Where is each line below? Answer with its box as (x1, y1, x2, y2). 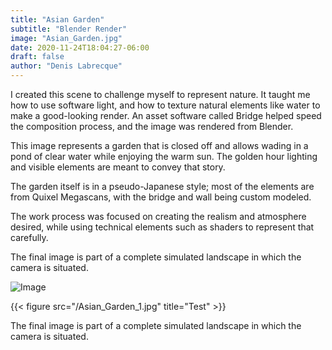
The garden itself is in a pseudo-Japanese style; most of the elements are (10, 181, 315, 192)
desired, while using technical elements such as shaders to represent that (10, 221, 315, 233)
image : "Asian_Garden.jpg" (10, 33, 123, 43)
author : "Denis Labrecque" (10, 61, 123, 71)
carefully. (10, 232, 49, 243)
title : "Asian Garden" (10, 14, 105, 25)
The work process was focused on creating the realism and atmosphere (10, 211, 307, 222)
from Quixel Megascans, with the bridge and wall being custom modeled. (10, 191, 312, 203)
